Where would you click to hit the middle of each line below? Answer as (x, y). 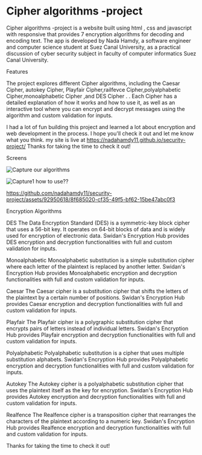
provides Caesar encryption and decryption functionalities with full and (94, 304)
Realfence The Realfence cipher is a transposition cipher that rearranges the (101, 415)
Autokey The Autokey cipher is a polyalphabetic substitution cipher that (95, 384)
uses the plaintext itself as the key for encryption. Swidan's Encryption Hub (100, 390)
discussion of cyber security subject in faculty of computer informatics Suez (101, 53)
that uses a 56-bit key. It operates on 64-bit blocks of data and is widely (96, 229)
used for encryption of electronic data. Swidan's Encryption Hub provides (98, 235)
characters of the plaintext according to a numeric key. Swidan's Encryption (100, 421)
